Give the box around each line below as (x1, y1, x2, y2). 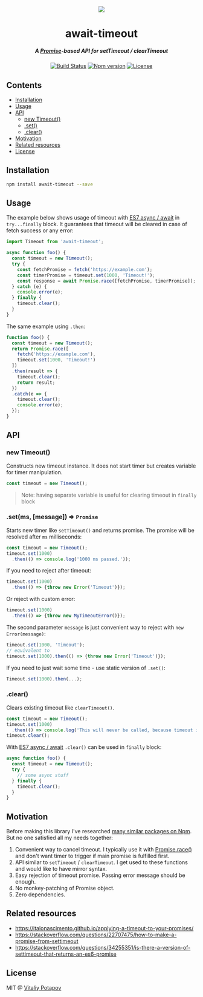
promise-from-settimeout (14, 937, 79, 945)
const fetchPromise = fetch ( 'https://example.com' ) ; (17, 266, 153, 272)
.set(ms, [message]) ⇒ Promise (6, 512, 98, 521)
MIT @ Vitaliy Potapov (6, 984, 62, 991)
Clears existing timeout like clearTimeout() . (6, 703, 115, 711)
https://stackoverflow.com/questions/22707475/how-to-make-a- (14, 931, 177, 938)
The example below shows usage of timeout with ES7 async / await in (6, 214, 180, 221)
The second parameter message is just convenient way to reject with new (6, 623, 184, 631)
